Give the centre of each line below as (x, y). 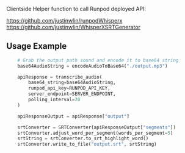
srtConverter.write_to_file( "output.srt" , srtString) (87, 144)
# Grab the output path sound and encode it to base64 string (98, 60)
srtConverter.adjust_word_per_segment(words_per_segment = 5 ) (95, 133)
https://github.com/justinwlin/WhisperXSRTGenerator (73, 27)
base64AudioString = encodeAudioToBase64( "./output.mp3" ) (92, 66)
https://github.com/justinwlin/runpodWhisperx (64, 20)
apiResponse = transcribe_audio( (60, 77)
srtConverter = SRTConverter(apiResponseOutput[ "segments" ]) (96, 127)
